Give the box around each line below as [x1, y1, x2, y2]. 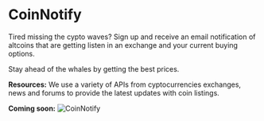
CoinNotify [8, 6, 82, 24]
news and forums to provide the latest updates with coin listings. [8, 88, 220, 97]
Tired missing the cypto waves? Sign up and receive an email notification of [8, 32, 256, 41]
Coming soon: [8, 103, 56, 113]
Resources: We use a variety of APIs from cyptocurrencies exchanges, [8, 80, 241, 89]
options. [8, 49, 36, 58]
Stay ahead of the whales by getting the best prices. [8, 64, 180, 73]
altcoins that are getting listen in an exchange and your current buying [8, 40, 239, 49]
